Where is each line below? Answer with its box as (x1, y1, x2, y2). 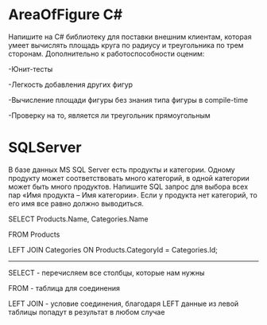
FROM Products (8, 229, 60, 239)
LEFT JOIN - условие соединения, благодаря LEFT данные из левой (8, 299, 239, 308)
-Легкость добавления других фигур (8, 80, 133, 89)
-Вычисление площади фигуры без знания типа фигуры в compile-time (8, 95, 249, 104)
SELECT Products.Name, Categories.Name (8, 213, 149, 224)
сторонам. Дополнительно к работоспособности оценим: (8, 49, 205, 58)
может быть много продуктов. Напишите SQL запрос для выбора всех (8, 182, 249, 191)
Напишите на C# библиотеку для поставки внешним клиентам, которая (8, 32, 252, 41)
